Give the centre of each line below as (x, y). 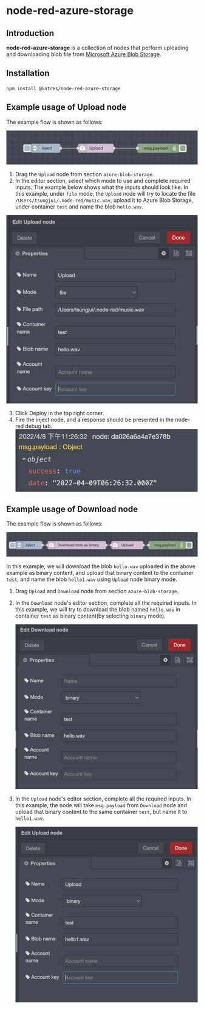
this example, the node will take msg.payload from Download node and (101, 805)
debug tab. (39, 426)
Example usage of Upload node (66, 107)
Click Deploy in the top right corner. (59, 413)
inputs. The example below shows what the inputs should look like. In (102, 187)
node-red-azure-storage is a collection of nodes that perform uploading (97, 48)
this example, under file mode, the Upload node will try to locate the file (105, 194)
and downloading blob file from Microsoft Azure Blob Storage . (84, 54)
